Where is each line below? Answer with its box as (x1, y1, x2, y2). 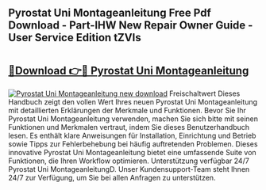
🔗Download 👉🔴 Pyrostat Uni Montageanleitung (8, 63, 249, 78)
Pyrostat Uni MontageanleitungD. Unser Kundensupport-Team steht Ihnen (8, 165, 250, 173)
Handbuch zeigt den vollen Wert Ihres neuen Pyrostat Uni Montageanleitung (8, 97, 258, 106)
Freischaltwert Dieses (169, 89, 241, 98)
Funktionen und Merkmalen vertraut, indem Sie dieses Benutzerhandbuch (8, 123, 250, 131)
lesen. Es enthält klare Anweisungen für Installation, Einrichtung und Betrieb (8, 131, 256, 140)
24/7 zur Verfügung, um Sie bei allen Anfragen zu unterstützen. (8, 173, 216, 182)
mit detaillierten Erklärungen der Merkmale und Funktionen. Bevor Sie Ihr (8, 106, 246, 115)
